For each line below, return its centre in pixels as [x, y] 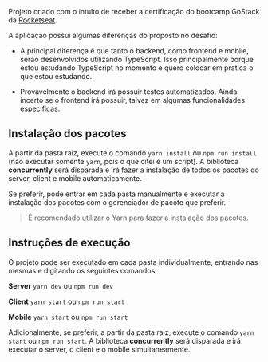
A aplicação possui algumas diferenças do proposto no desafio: [113, 35]
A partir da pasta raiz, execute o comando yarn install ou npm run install [132, 153]
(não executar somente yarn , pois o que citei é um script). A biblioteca [124, 161]
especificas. [40, 108]
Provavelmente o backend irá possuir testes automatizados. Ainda [128, 92]
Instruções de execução [69, 243]
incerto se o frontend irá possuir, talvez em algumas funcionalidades [132, 100]
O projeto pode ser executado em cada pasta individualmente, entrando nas [133, 262]
